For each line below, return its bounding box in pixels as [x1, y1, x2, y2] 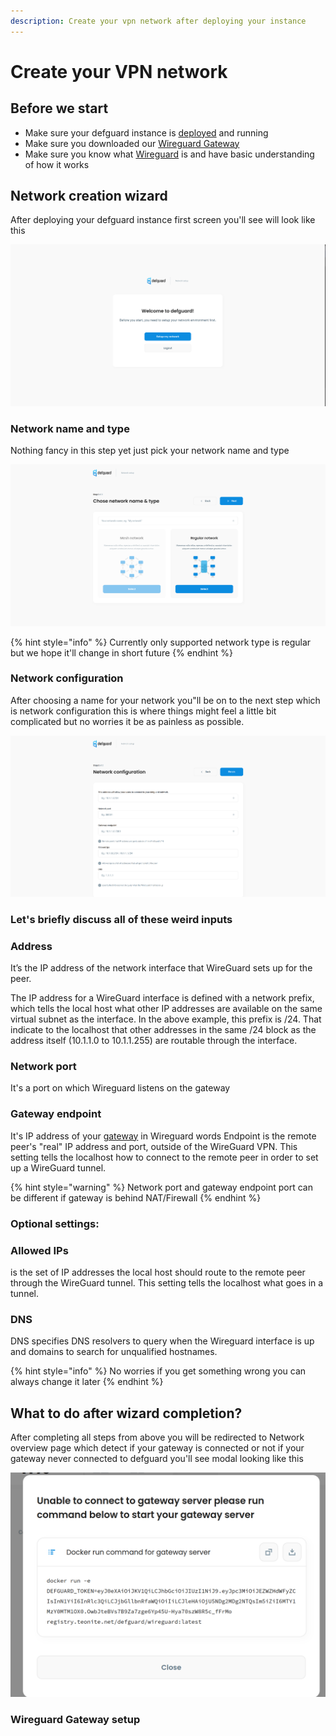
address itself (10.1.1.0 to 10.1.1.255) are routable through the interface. [10, 1035, 298, 1047]
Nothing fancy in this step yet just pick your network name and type [10, 445, 290, 457]
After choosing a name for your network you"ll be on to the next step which [10, 694, 321, 706]
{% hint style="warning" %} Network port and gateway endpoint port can [10, 1181, 313, 1193]
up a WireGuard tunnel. [10, 1161, 107, 1174]
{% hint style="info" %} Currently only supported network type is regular [10, 636, 312, 648]
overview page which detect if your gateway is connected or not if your [10, 1442, 305, 1454]
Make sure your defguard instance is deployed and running [24, 126, 269, 139]
